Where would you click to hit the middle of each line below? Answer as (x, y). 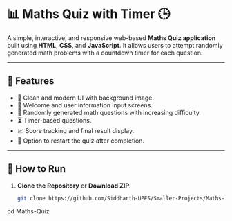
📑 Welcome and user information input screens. (85, 105)
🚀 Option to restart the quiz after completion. (81, 141)
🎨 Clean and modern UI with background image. (85, 98)
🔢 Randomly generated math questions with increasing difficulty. (109, 112)
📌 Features (31, 81)
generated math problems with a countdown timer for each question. (105, 53)
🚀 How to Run (37, 169)
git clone (31, 198)
